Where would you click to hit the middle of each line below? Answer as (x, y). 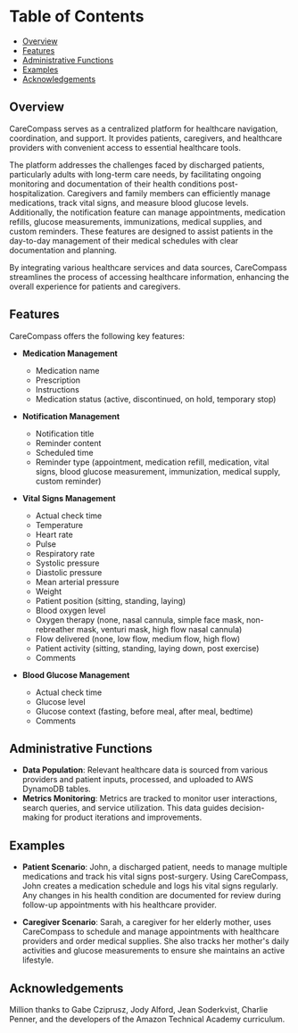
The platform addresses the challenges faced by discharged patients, (137, 165)
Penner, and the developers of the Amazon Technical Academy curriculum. (147, 1019)
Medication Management (70, 353)
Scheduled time (64, 452)
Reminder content (68, 442)
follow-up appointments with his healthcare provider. (119, 905)
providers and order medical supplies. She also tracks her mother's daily (156, 941)
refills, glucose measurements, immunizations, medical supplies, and (136, 221)
